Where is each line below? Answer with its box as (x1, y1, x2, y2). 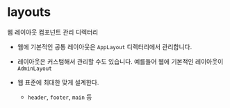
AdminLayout (17, 65, 52, 72)
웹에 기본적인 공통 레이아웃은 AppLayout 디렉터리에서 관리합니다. (17, 42, 192, 51)
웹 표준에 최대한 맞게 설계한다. (17, 78, 99, 87)
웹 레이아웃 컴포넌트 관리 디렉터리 (7, 28, 99, 36)
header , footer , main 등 (27, 93, 92, 101)
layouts (7, 4, 51, 20)
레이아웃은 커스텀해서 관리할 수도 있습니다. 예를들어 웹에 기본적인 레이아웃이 (17, 57, 224, 66)
